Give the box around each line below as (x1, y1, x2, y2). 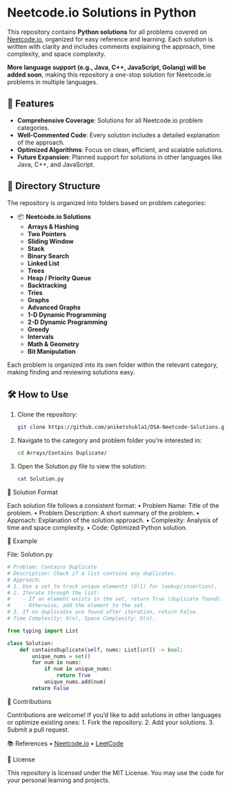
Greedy (27, 325, 50, 333)
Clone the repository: (17, 410, 78, 419)
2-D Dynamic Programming (27, 318, 108, 326)
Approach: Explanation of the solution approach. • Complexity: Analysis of (7, 516, 219, 524)
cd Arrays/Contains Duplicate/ (17, 450, 108, 457)
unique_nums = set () (32, 653, 91, 660)
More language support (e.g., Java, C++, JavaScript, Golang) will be (7, 63, 206, 71)
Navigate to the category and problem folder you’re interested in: (17, 437, 202, 445)
